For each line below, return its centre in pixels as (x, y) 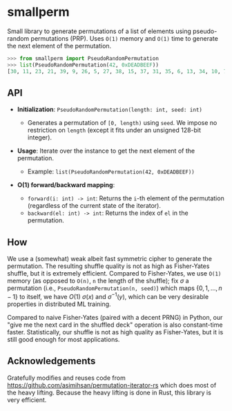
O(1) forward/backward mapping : (66, 185)
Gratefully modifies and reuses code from (66, 378)
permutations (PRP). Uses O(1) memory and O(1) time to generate (125, 38)
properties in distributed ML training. (59, 304)
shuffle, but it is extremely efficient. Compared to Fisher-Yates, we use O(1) (114, 274)
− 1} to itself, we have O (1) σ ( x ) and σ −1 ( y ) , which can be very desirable (108, 296)
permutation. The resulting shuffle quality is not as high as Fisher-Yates (108, 266)
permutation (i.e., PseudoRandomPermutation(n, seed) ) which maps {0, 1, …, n (115, 288)
